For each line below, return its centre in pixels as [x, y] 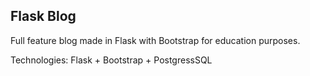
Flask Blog [43, 16]
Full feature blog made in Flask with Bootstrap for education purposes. [155, 40]
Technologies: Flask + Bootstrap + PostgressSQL [111, 60]
